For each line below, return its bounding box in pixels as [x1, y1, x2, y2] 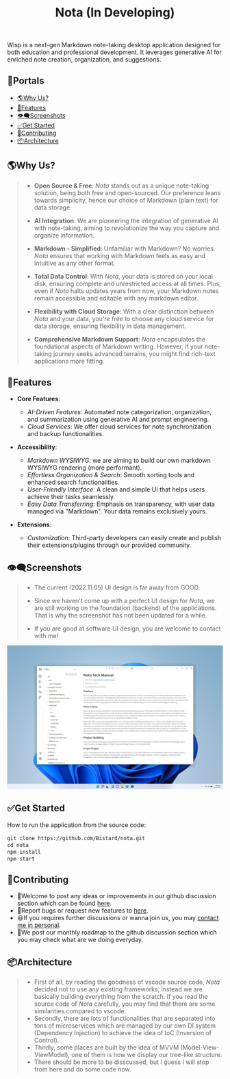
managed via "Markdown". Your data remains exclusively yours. [27, 507, 207, 516]
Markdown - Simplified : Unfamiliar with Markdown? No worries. [34, 244, 216, 253]
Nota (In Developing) [55, 5, 175, 21]
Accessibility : [16, 443, 57, 451]
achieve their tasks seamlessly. [27, 493, 116, 501]
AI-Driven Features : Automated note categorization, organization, [27, 408, 212, 416]
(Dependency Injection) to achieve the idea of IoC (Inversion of [34, 1029, 212, 1037]
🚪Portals [7, 75, 44, 87]
